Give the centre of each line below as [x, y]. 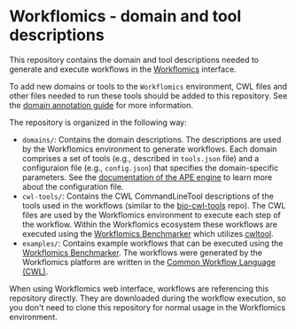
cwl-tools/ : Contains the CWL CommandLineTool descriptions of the [148, 196]
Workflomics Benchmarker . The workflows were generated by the [142, 252]
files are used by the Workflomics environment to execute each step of [152, 215]
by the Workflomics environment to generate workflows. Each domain [149, 149]
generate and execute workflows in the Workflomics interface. [123, 69]
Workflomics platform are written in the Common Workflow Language [149, 262]
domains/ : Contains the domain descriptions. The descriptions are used [152, 139]
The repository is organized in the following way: [98, 122]
